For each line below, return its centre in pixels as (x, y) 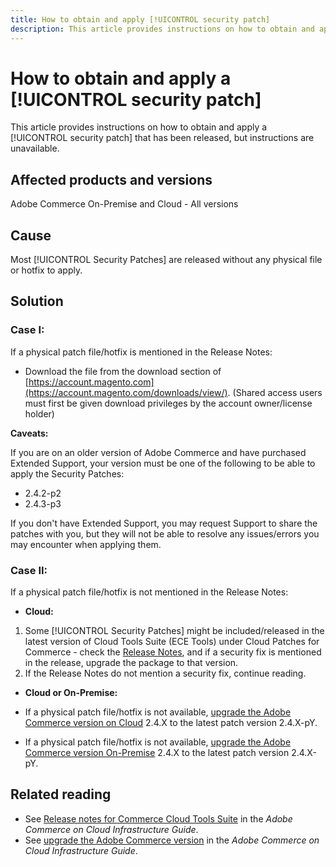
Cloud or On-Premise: (71, 693)
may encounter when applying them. (86, 544)
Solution (37, 301)
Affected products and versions (111, 179)
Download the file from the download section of (123, 371)
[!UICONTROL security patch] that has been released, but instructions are (162, 138)
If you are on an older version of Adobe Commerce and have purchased (158, 452)
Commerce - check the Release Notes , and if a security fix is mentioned (173, 652)
